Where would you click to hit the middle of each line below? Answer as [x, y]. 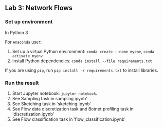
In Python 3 [17, 32]
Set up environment [29, 22]
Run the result [22, 83]
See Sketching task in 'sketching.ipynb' [52, 104]
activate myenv [27, 56]
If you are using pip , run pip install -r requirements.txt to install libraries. [81, 70]
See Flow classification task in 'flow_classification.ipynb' [69, 119]
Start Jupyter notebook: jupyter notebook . [54, 93]
